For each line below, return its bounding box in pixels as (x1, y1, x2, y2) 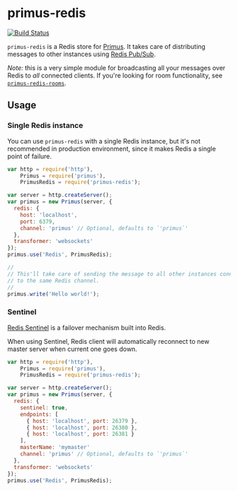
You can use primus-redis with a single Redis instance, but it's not (7, 136, 200, 145)
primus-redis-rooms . (7, 78, 67, 87)
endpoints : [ (20, 411, 59, 418)
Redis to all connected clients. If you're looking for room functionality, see (7, 71, 223, 80)
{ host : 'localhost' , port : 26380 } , (25, 424, 138, 431)
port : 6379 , (20, 218, 55, 225)
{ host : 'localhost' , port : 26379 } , (25, 417, 138, 424)
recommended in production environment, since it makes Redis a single (7, 144, 216, 153)
